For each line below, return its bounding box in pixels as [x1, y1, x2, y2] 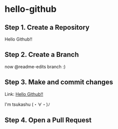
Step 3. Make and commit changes [4, 78, 113, 86]
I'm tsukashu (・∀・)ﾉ [4, 101, 50, 107]
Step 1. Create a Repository [4, 23, 90, 32]
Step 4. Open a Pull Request [4, 116, 92, 125]
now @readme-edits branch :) [4, 63, 66, 70]
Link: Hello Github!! [4, 91, 43, 97]
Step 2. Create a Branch [4, 50, 79, 59]
